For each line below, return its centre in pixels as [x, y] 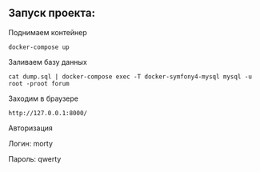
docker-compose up [39, 47]
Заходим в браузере [43, 98]
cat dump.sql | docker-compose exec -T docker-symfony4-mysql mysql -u [130, 76]
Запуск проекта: [52, 13]
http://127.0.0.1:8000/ [48, 113]
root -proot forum [39, 83]
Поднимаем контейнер [48, 32]
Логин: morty [31, 143]
